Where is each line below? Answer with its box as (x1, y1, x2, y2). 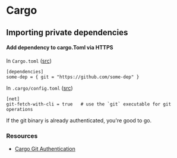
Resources (6, 132, 38, 140)
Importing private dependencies (6, 27, 128, 38)
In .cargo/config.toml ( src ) (6, 84, 73, 91)
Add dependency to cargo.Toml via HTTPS (6, 44, 113, 51)
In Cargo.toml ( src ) (6, 57, 52, 64)
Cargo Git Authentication (14, 145, 76, 153)
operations (6, 106, 33, 112)
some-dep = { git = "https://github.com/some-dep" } (6, 74, 140, 80)
